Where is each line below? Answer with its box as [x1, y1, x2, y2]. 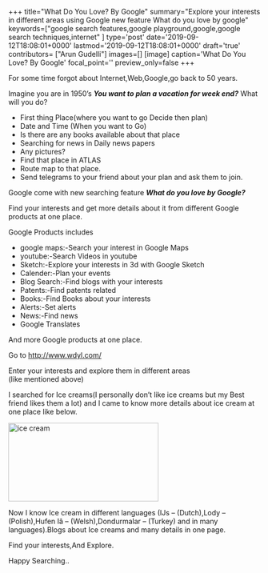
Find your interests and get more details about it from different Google [8, 203, 239, 213]
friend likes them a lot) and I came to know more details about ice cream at [8, 399, 255, 407]
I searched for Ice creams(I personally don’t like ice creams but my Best [8, 390, 246, 399]
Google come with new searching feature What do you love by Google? [8, 188, 246, 197]
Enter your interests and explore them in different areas [8, 366, 190, 375]
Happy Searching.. [8, 556, 70, 565]
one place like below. [8, 407, 78, 416]
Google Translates [19, 319, 81, 329]
